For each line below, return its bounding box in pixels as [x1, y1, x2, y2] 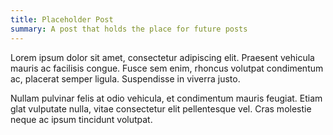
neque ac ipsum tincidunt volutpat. [10, 113, 153, 125]
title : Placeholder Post [10, 14, 114, 25]
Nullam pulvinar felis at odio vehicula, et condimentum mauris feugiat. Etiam [10, 92, 323, 104]
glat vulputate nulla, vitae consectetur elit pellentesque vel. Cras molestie [10, 102, 312, 115]
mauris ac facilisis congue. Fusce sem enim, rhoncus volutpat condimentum [10, 62, 324, 74]
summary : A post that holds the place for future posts [10, 24, 248, 34]
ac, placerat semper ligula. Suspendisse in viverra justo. [10, 72, 241, 85]
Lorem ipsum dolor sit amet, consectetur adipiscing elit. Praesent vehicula [10, 51, 315, 63]
